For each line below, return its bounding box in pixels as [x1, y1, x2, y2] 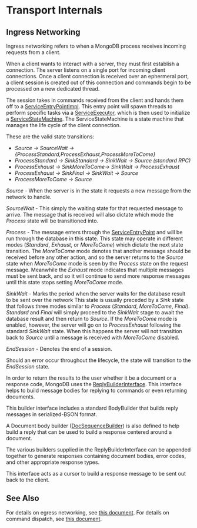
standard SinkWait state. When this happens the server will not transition [6, 328, 182, 334]
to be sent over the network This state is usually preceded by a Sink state [6, 297, 184, 303]
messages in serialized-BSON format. [6, 411, 98, 418]
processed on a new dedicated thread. [6, 85, 100, 92]
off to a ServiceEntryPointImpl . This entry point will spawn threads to [6, 103, 173, 109]
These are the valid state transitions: [6, 133, 95, 140]
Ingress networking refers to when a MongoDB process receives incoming [6, 42, 186, 49]
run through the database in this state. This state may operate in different [6, 235, 183, 242]
